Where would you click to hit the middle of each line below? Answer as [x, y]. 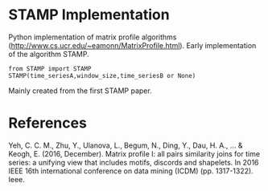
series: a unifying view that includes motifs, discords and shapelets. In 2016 [134, 162]
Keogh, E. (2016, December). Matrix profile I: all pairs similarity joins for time [134, 153]
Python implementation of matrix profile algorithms [93, 37]
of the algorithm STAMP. [49, 54]
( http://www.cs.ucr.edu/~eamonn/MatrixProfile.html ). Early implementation [132, 45]
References [47, 123]
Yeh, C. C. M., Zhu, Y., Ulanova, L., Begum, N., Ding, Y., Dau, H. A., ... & [126, 145]
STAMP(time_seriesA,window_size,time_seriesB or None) [102, 75]
